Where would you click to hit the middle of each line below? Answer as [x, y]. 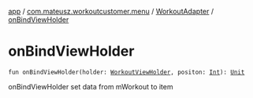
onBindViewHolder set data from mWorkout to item [91, 86]
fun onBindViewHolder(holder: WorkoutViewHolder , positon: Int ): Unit [126, 72]
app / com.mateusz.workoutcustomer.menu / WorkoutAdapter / [111, 11]
